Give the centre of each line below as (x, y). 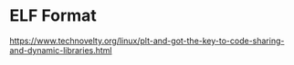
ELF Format (53, 16)
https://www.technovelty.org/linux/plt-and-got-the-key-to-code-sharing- (147, 41)
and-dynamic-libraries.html (61, 50)
